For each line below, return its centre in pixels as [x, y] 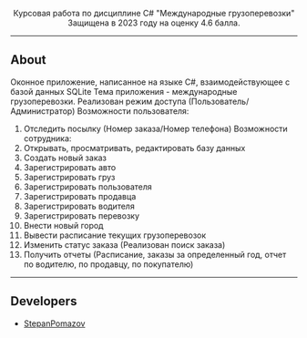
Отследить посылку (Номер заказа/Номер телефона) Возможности [155, 128]
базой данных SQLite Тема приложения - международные [124, 91]
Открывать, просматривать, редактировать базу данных [134, 148]
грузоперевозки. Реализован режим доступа [98, 101]
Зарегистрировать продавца [80, 196]
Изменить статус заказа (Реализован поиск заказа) [124, 244]
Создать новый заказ [65, 158]
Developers [44, 301]
